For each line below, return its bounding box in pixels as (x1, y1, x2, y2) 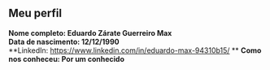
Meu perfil (8, 7, 63, 20)
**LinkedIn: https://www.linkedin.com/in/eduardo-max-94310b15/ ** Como (8, 45, 262, 55)
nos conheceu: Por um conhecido (8, 54, 124, 63)
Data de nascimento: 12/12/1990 (8, 37, 120, 46)
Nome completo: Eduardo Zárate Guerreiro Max (8, 28, 172, 37)
